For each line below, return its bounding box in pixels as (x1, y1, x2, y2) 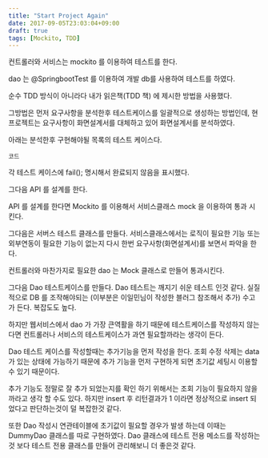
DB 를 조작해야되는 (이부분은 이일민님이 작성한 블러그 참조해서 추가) (29, 293, 242, 303)
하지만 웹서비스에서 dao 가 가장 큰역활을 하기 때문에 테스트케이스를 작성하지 (8, 319, 246, 329)
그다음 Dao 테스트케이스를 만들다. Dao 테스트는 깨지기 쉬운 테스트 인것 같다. (8, 283, 246, 292)
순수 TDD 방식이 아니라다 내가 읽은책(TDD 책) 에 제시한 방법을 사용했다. (8, 91, 232, 101)
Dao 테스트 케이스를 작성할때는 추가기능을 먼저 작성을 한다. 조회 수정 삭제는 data (8, 347, 260, 356)
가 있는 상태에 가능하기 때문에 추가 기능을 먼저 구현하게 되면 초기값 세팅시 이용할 (8, 357, 258, 367)
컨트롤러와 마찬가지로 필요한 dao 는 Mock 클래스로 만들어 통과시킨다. (8, 266, 225, 275)
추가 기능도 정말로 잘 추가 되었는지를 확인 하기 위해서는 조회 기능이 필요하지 (8, 384, 243, 393)
